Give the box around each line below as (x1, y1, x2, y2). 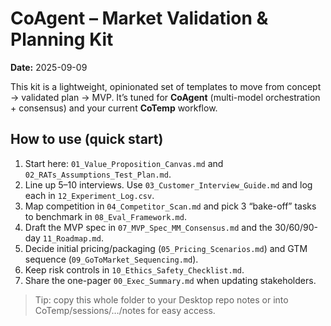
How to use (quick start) (10, 131, 164, 148)
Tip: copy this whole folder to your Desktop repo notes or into (34, 293, 289, 306)
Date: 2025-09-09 (10, 61, 88, 73)
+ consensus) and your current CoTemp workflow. (10, 102, 218, 114)
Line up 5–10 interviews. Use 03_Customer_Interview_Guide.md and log (24, 178, 313, 191)
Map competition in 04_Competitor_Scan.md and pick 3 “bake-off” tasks (24, 200, 317, 212)
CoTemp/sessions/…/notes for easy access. (34, 304, 216, 316)
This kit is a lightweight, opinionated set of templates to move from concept (10, 80, 322, 92)
